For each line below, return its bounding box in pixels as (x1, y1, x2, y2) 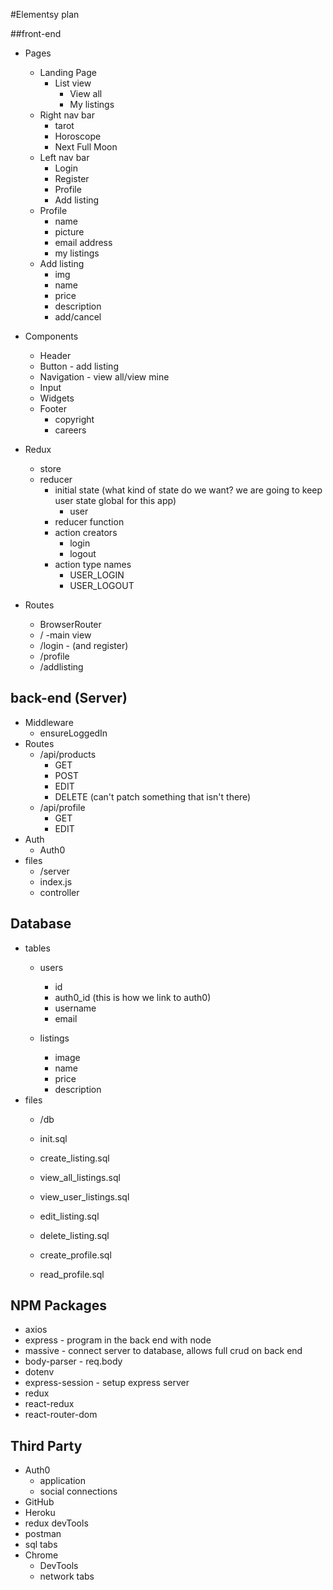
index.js (39, 875, 73, 888)
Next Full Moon (54, 141, 118, 153)
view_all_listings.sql (39, 1171, 121, 1183)
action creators (54, 527, 118, 538)
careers (54, 424, 87, 436)
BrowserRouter (39, 619, 102, 630)
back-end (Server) (10, 690, 128, 707)
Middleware (24, 716, 74, 728)
